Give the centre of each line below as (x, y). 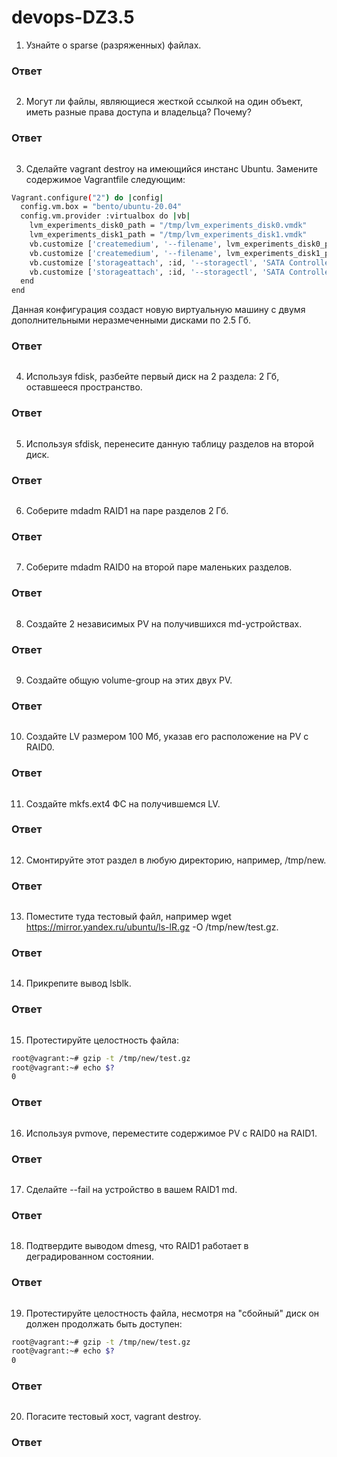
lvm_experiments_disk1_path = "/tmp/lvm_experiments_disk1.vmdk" (168, 235)
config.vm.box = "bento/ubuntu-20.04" (101, 207)
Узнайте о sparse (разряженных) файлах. (113, 45)
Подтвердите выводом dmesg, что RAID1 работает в (137, 1246)
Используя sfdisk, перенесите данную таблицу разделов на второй (169, 443)
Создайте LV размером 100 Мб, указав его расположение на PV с (167, 737)
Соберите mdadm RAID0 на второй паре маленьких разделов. (159, 567)
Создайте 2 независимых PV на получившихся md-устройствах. (164, 623)
